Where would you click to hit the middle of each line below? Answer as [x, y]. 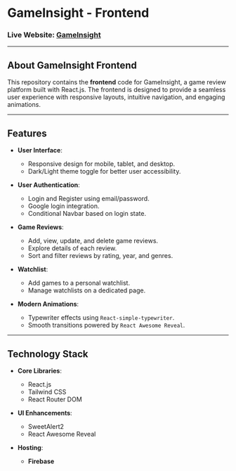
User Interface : [40, 150]
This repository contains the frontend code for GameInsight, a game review [117, 82]
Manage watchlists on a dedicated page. [87, 290]
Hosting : [30, 447]
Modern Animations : [48, 304]
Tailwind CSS [47, 392]
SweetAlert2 [46, 426]
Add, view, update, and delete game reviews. [93, 241]
